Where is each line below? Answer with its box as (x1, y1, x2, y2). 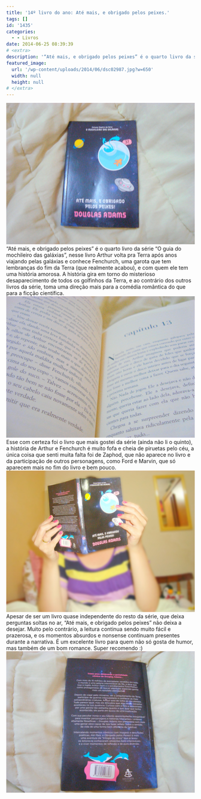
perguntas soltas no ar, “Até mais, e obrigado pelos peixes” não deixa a (6, 619, 182, 627)
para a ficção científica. (6, 290, 65, 297)
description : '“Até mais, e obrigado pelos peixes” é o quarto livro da (6, 54, 191, 60)
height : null (11, 79, 44, 85)
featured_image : (6, 60, 47, 66)
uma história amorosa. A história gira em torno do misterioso (6, 271, 156, 278)
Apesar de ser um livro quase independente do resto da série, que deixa (6, 613, 184, 620)
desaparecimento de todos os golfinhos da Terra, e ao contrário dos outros (6, 277, 191, 284)
